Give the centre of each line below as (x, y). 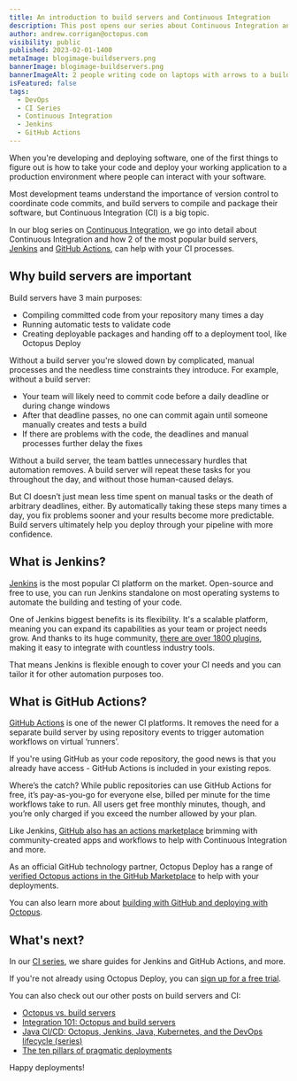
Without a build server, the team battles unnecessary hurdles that (128, 460)
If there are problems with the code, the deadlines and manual (135, 434)
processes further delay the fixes (82, 443)
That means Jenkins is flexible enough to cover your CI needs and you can (145, 664)
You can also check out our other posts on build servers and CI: (125, 996)
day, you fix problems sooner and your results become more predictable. (142, 515)
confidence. (31, 534)
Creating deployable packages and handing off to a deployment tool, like (154, 334)
